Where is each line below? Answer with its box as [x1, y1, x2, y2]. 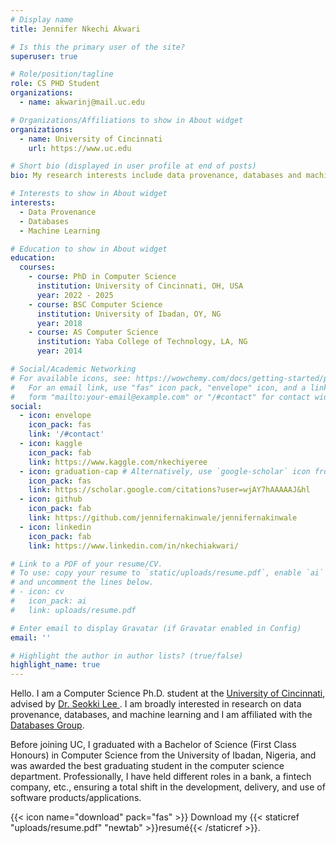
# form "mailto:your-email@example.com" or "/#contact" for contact [10, 392, 311, 402]
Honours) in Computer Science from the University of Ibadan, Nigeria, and [10, 749, 317, 761]
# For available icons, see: [10, 373, 132, 383]
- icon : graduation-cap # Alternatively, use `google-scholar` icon [19, 466, 311, 476]
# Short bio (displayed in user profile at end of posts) [10, 161, 257, 171]
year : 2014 [36, 346, 83, 356]
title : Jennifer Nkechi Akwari [10, 24, 141, 34]
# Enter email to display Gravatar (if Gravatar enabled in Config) [10, 623, 302, 633]
